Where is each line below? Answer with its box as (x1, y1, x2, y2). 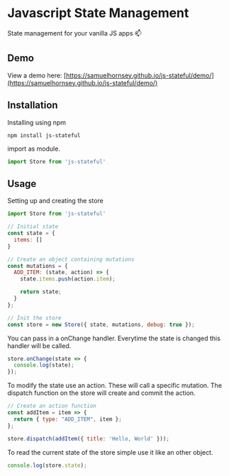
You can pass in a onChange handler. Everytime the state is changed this (7, 334, 221, 342)
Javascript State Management (7, 5, 189, 21)
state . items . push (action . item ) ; (20, 276, 116, 283)
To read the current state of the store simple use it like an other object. (7, 448, 213, 456)
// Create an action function (7, 403, 97, 410)
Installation (7, 99, 58, 112)
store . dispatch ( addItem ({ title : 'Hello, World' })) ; (7, 435, 170, 442)
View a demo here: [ (7, 71, 67, 80)
